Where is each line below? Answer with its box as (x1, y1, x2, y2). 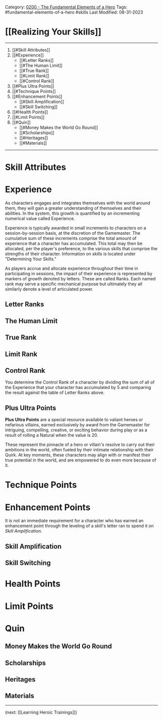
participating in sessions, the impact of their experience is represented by (5, 271, 153, 277)
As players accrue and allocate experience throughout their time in (5, 265, 138, 272)
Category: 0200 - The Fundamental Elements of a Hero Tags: (5, 4, 128, 10)
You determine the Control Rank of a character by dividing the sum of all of (5, 379, 155, 385)
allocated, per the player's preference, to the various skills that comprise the (5, 246, 158, 252)
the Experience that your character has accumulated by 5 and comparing (5, 385, 151, 390)
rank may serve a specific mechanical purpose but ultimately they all (5, 281, 143, 287)
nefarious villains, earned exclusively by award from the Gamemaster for (5, 422, 150, 428)
